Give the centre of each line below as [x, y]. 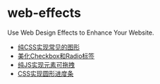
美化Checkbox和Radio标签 [56, 56]
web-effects [44, 13]
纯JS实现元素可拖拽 [46, 64]
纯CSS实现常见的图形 [48, 47]
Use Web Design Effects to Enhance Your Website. [81, 32]
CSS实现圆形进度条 [45, 73]
